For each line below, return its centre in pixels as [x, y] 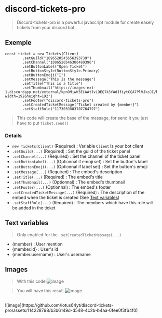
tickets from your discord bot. [46, 27]
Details [13, 136]
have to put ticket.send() [43, 123]
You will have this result [40, 290]
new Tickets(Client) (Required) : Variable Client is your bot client [78, 146]
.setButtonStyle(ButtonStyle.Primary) [61, 71]
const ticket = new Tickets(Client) [42, 54]
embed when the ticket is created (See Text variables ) [66, 197]
